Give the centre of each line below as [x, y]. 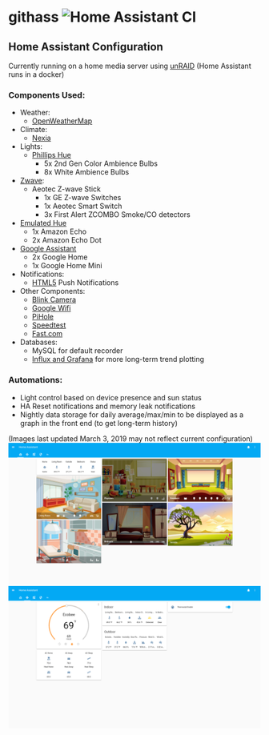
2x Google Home [60, 257]
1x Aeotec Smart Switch [83, 206]
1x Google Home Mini [67, 266]
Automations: [35, 380]
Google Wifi [51, 308]
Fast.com [47, 334]
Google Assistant [48, 249]
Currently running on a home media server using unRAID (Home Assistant [130, 66]
